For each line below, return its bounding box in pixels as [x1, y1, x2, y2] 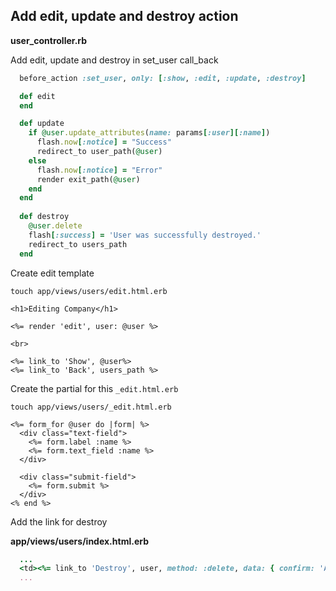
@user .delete [28, 221, 83, 231]
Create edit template [10, 267, 95, 279]
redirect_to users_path [28, 239, 128, 249]
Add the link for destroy [10, 515, 108, 528]
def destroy [19, 212, 70, 222]
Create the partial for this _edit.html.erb [10, 382, 179, 394]
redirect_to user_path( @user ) [36, 147, 163, 157]
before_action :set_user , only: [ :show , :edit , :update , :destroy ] [19, 73, 307, 83]
